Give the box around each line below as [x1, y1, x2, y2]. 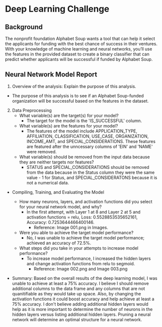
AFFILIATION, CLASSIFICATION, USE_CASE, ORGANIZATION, [26, 133, 149, 139]
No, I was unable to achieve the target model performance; [26, 235, 145, 240]
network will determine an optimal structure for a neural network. [12, 316, 142, 322]
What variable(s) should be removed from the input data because [19, 154, 150, 160]
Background [5, 23, 43, 31]
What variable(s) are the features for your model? [19, 123, 118, 128]
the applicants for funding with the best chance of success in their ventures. [5, 41, 158, 47]
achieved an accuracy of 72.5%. [26, 240, 91, 246]
